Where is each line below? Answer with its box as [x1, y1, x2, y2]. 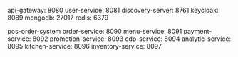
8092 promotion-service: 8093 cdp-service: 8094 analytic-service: [32, 34, 232, 43]
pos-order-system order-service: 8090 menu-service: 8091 [7, 27, 182, 35]
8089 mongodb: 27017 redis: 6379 [7, 13, 109, 22]
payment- [183, 27, 212, 35]
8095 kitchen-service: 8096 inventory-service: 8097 [7, 42, 162, 50]
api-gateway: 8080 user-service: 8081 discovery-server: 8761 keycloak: [7, 6, 219, 14]
